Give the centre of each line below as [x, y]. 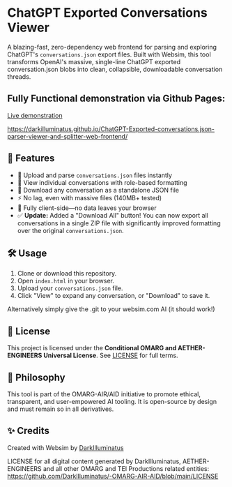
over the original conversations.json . [70, 230]
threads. [19, 76]
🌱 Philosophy [36, 377]
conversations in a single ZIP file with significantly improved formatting [119, 223]
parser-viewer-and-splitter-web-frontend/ [68, 136]
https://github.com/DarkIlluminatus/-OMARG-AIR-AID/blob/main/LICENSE [113, 476]
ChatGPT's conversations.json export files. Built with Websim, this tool [109, 54]
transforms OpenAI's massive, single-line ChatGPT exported [94, 61]
